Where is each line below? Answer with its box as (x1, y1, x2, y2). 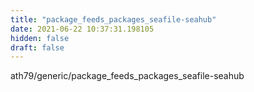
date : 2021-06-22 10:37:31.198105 (10, 24, 155, 34)
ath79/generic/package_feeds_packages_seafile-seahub (10, 70, 245, 82)
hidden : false (10, 33, 70, 43)
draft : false (10, 42, 65, 53)
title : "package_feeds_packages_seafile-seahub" (10, 14, 217, 25)
